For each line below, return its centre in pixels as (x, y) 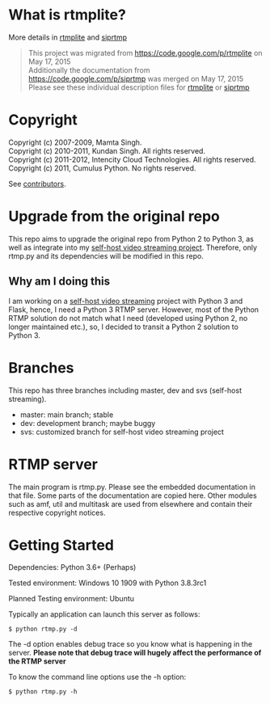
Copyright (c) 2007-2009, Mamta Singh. (75, 142)
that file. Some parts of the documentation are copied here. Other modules (133, 495)
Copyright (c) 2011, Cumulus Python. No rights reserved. (102, 168)
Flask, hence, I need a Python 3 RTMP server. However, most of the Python (134, 310)
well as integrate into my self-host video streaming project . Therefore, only (133, 247)
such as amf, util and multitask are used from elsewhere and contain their (131, 504)
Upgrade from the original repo (114, 217)
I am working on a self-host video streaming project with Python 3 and (126, 301)
